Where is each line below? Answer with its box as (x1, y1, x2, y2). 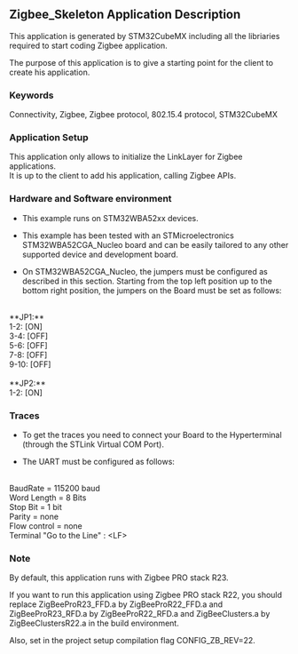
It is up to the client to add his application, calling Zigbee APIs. (9, 171, 237, 181)
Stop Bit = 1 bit (9, 502, 62, 512)
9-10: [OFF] (9, 359, 51, 370)
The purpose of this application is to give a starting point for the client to (9, 57, 273, 68)
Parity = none (9, 511, 59, 522)
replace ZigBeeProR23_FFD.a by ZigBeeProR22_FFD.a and (9, 599, 223, 610)
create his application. (9, 67, 90, 77)
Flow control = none (9, 521, 82, 531)
